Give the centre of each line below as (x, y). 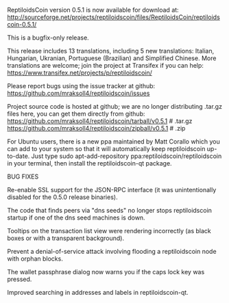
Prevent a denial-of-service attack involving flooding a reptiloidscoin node (112, 251)
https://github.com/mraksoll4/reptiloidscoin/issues (79, 93)
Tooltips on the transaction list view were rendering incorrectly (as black (109, 231)
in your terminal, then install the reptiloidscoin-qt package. (90, 163)
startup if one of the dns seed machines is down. (76, 218)
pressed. (20, 279)
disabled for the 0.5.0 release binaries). (62, 197)
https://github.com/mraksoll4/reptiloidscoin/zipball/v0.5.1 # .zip (96, 128)
